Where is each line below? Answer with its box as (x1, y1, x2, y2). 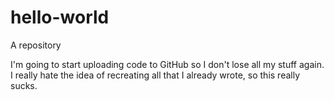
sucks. (10, 79, 38, 91)
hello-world (10, 6, 110, 29)
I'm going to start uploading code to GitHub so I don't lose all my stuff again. (10, 58, 325, 70)
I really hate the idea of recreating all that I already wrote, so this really (10, 69, 301, 81)
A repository (10, 39, 62, 51)
